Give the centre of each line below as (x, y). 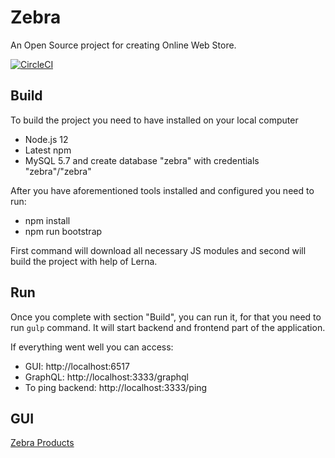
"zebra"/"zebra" (58, 171)
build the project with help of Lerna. (84, 261)
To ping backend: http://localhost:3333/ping (116, 387)
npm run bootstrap (63, 231)
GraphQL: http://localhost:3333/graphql (106, 377)
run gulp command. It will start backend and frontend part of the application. (168, 327)
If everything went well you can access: (92, 347)
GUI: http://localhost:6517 (77, 366)
